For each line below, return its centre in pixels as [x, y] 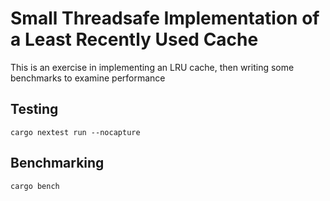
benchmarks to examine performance [88, 78]
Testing [34, 109]
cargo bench [35, 186]
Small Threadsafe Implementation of [165, 18]
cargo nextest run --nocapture [75, 132]
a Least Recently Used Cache [134, 39]
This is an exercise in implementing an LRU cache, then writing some [152, 67]
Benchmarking [57, 163]
